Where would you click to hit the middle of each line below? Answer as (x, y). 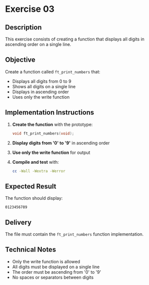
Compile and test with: (35, 162)
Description (23, 27)
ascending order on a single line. (38, 44)
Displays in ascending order (40, 92)
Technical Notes (31, 250)
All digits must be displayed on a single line (56, 267)
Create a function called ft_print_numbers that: (53, 71)
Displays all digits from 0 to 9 (42, 81)
